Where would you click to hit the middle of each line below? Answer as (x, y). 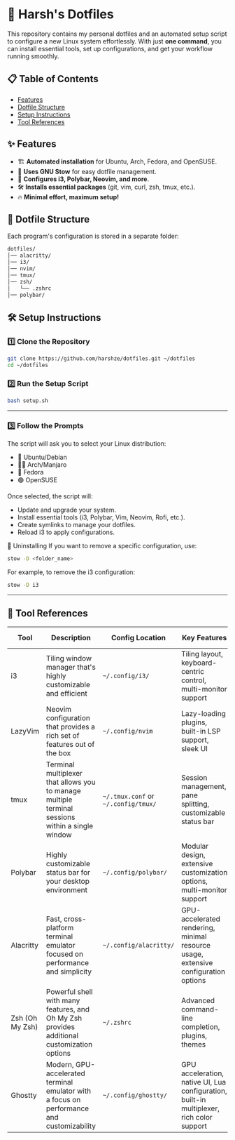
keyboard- (199, 663)
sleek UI (194, 748)
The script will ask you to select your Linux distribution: (87, 444)
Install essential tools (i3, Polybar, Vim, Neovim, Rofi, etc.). (101, 517)
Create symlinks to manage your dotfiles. (77, 525)
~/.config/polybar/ (135, 872)
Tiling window (69, 658)
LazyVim (25, 731)
